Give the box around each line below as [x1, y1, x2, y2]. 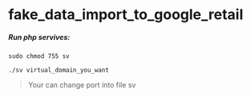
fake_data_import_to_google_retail [8, 6, 244, 24]
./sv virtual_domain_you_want [8, 66, 110, 75]
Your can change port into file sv [27, 80, 136, 90]
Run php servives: [8, 32, 71, 41]
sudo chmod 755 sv [8, 52, 70, 60]
